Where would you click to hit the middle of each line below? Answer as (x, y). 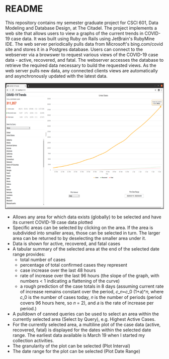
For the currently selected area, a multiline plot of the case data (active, (87, 324)
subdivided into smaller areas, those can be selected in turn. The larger (86, 233)
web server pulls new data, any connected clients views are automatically (81, 70)
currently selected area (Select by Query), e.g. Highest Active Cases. (84, 319)
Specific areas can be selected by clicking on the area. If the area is (83, 227)
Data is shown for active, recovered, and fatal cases (66, 244)
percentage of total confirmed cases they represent (73, 265)
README (24, 9)
